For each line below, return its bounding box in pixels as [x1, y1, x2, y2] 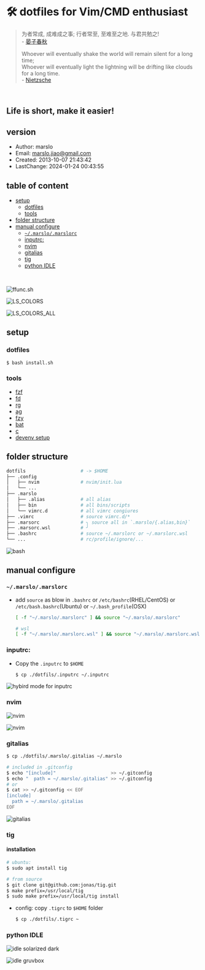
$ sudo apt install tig [6, 865, 68, 871]
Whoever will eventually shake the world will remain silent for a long [21, 50, 193, 57]
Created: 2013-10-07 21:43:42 [15, 156, 92, 163]
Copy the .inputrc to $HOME [15, 659, 84, 667]
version [6, 126, 36, 137]
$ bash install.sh [6, 360, 53, 366]
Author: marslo [15, 143, 53, 150]
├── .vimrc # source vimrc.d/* [6, 513, 131, 519]
